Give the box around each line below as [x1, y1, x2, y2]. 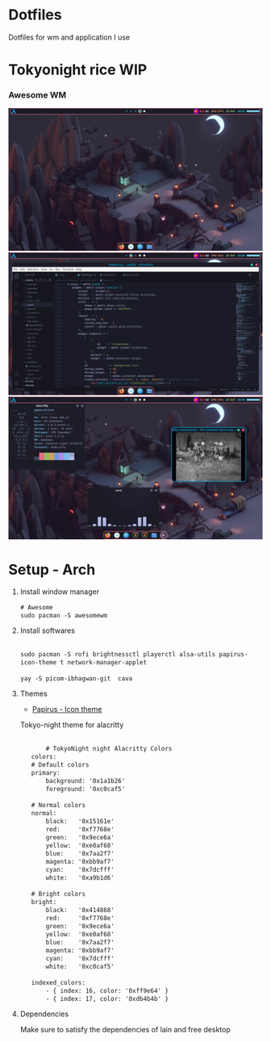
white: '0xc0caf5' [45, 963, 115, 971]
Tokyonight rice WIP [8, 61, 148, 79]
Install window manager [19, 587, 99, 596]
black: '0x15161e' [45, 818, 115, 826]
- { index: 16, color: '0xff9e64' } [45, 987, 169, 995]
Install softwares [19, 626, 75, 635]
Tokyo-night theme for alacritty [19, 720, 124, 730]
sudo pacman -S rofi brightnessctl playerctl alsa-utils [19, 651, 216, 659]
